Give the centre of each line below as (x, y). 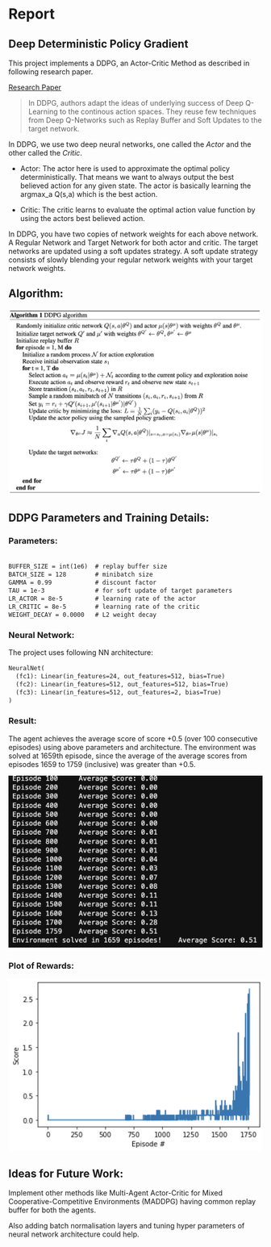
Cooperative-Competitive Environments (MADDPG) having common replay (132, 1202)
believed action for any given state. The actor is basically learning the (135, 186)
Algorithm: (36, 294)
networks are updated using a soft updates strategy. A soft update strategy (133, 251)
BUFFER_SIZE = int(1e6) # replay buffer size (88, 567)
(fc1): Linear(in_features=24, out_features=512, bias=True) (121, 677)
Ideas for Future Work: (66, 1173)
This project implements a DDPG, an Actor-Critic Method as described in (129, 63)
